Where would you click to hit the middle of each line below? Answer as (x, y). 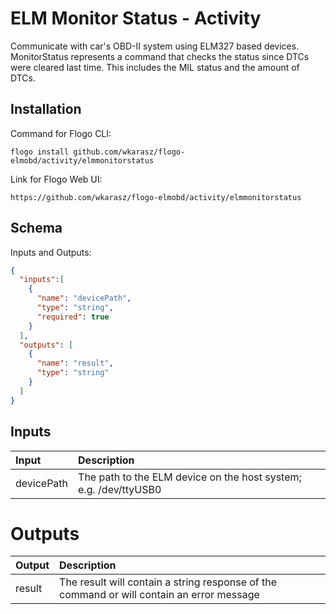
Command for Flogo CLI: (61, 133)
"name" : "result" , (75, 363)
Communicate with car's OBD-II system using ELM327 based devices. (155, 46)
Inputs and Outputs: (51, 252)
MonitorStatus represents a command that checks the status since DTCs (160, 56)
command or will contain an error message (159, 595)
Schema (36, 228)
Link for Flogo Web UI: (56, 179)
